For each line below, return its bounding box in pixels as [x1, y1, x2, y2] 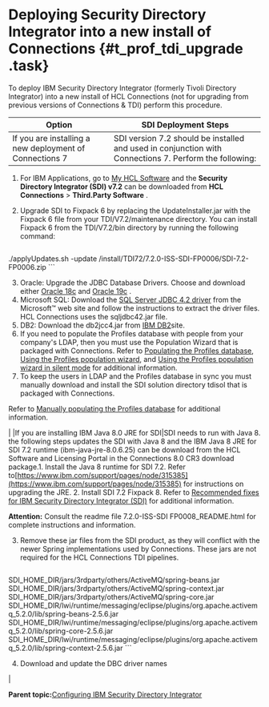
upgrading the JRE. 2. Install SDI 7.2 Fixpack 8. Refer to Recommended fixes [8, 487, 260, 497]
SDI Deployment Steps [141, 119, 230, 130]
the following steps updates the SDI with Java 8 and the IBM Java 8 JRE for [8, 436, 257, 446]
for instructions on [183, 479, 244, 488]
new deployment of [12, 143, 86, 154]
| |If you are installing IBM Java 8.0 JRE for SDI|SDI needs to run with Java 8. [8, 428, 261, 437]
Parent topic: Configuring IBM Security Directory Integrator [8, 689, 203, 699]
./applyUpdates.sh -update [8, 254, 98, 263]
